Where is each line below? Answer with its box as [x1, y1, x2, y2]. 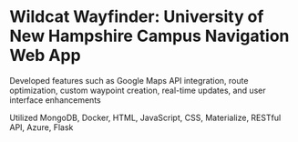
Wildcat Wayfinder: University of [9, 6, 264, 27]
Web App [9, 46, 81, 66]
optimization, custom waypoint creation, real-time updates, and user [9, 85, 266, 96]
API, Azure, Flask [9, 121, 74, 133]
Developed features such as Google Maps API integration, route [9, 75, 249, 86]
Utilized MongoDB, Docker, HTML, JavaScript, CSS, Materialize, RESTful [9, 112, 282, 123]
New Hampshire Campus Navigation [9, 25, 290, 46]
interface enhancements [9, 94, 102, 106]
